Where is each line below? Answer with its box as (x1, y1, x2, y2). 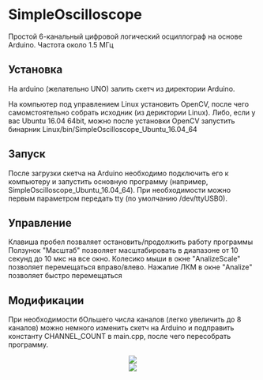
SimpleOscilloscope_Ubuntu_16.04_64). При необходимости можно (8, 185, 231, 194)
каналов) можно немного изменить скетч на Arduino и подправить (8, 323, 235, 333)
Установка (8, 63, 63, 77)
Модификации (8, 294, 85, 307)
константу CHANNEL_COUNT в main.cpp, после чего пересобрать (8, 332, 231, 341)
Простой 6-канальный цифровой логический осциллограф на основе (8, 32, 242, 41)
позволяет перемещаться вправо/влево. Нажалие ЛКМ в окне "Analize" (8, 262, 253, 272)
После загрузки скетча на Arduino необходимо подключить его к (8, 168, 229, 178)
